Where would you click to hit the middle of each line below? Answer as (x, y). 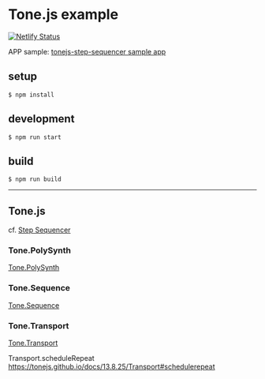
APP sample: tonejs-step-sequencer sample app (87, 51)
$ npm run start (35, 137)
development (41, 119)
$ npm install (32, 95)
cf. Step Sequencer (39, 230)
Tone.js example (63, 15)
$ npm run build (35, 179)
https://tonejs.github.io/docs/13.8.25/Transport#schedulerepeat (112, 367)
